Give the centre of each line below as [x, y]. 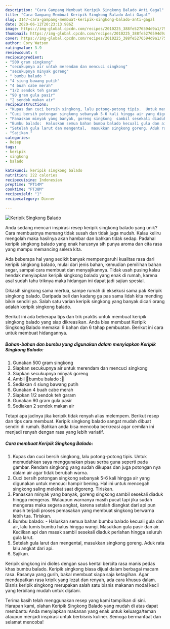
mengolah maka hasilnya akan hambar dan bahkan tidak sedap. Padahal [80, 238]
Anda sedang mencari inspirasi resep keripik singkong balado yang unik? [81, 227]
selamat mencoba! [25, 622]
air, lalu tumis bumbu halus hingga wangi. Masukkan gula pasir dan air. [86, 526]
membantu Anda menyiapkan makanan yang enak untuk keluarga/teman [81, 611]
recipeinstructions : [27, 105]
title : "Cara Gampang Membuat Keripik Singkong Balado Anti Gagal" [78, 15]
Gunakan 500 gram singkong [43, 363]
